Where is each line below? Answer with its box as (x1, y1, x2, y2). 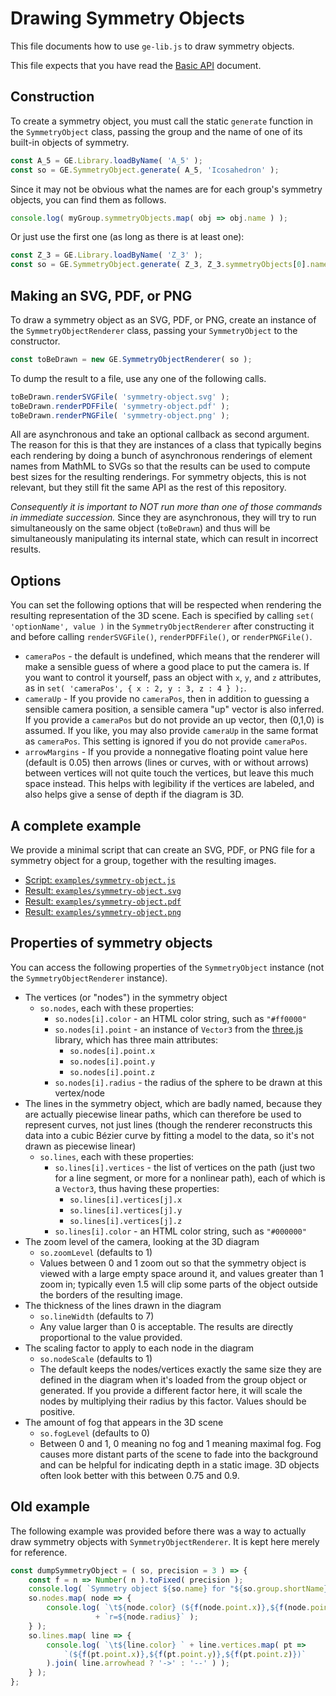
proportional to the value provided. (39, 1331, 183, 1343)
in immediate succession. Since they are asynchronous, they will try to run (10, 512, 317, 524)
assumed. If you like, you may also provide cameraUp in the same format (24, 725, 319, 737)
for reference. (10, 1546, 68, 1558)
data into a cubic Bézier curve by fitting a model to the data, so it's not (24, 1129, 315, 1141)
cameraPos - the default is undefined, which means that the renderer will (24, 650, 320, 662)
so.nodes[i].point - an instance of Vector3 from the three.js (54, 1023, 303, 1035)
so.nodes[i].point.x (69, 1046, 156, 1056)
